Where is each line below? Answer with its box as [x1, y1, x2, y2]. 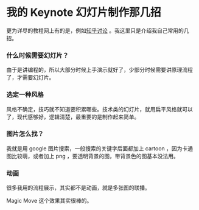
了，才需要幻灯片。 [6, 74, 55, 81]
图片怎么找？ [6, 130, 44, 138]
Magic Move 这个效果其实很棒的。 [6, 197, 93, 205]
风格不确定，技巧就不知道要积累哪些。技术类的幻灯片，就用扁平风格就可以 [6, 105, 193, 113]
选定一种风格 [6, 91, 44, 99]
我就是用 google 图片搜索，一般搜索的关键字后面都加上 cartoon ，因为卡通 [6, 144, 194, 152]
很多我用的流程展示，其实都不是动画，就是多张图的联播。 [6, 184, 150, 192]
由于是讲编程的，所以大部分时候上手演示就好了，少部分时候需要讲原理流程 [6, 66, 193, 74]
